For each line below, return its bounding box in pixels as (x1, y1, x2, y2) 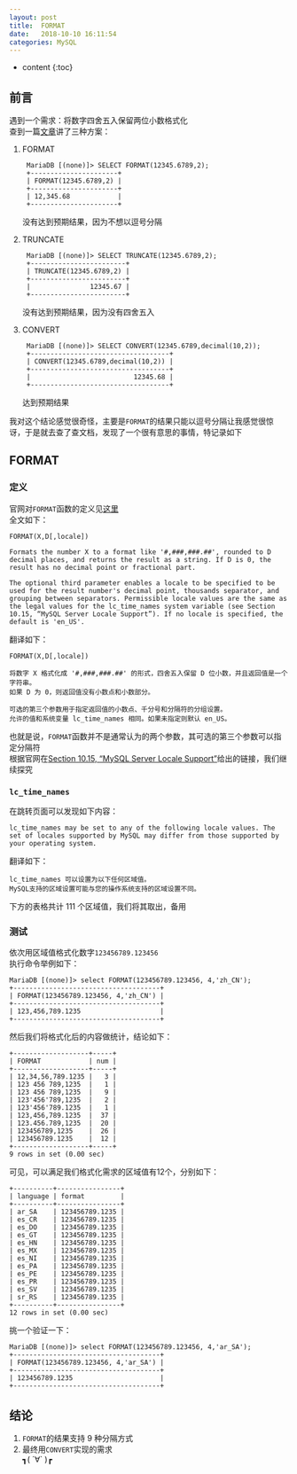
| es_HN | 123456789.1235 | (9, 1238, 125, 1248)
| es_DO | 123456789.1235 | (9, 1223, 125, 1232)
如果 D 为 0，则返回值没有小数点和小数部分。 (9, 688, 155, 697)
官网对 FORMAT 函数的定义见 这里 (9, 503, 119, 514)
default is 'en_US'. (9, 617, 86, 626)
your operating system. (9, 839, 98, 848)
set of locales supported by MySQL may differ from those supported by (9, 831, 279, 840)
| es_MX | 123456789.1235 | (9, 1246, 125, 1255)
